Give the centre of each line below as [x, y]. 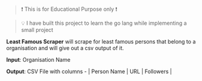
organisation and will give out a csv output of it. [65, 48]
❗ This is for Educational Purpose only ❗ [69, 9]
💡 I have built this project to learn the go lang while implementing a [104, 23]
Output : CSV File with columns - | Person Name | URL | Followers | [89, 71]
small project [37, 30]
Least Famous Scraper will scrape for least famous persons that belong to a [101, 41]
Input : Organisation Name [38, 60]
